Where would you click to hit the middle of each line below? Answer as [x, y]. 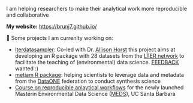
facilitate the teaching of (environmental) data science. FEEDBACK [97, 62]
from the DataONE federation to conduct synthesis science [88, 81]
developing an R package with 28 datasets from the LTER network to [99, 56]
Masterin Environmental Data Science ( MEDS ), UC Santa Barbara [95, 94]
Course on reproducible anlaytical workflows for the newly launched [99, 88]
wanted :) [27, 68]
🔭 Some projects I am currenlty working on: [60, 38]
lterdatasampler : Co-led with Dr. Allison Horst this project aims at [95, 49]
